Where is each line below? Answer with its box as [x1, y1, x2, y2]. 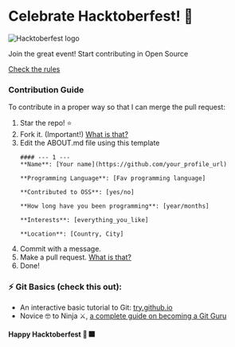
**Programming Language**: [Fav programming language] [19, 174, 206, 182]
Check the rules [8, 64, 61, 74]
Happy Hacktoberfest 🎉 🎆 [8, 329, 96, 339]
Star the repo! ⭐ [19, 119, 72, 128]
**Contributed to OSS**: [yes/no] [19, 189, 135, 197]
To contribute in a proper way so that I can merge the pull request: [8, 103, 225, 112]
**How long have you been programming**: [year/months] [19, 202, 210, 210]
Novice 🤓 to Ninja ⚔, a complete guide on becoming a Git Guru [19, 310, 227, 321]
